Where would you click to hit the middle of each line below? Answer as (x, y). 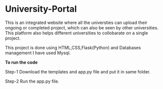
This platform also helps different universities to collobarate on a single (77, 33)
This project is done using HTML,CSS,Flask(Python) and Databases (73, 47)
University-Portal (41, 9)
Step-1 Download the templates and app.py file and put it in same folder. (78, 71)
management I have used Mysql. (38, 53)
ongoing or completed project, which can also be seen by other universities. (82, 27)
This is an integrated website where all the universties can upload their (76, 22)
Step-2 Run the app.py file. (32, 81)
